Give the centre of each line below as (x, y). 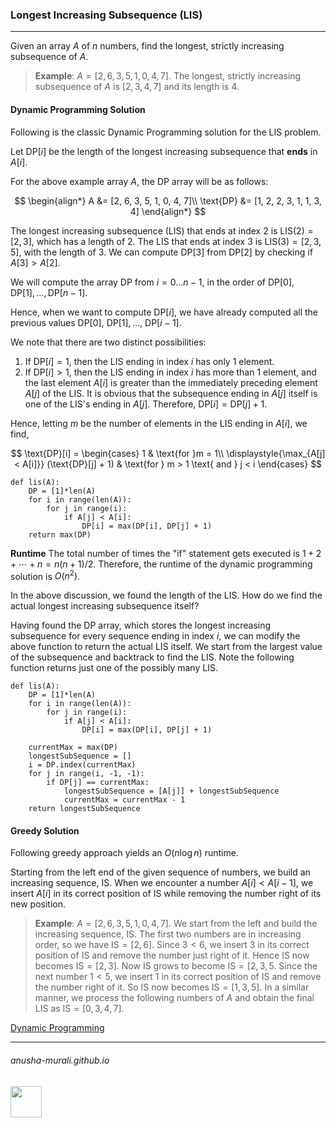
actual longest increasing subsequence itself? (105, 606)
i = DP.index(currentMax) (82, 765)
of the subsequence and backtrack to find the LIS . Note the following (152, 657)
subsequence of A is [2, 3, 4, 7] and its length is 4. (137, 87)
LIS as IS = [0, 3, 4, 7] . (79, 1009)
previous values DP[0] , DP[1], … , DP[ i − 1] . (96, 322)
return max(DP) (60, 534)
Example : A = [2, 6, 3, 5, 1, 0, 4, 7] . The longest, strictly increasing (168, 76)
